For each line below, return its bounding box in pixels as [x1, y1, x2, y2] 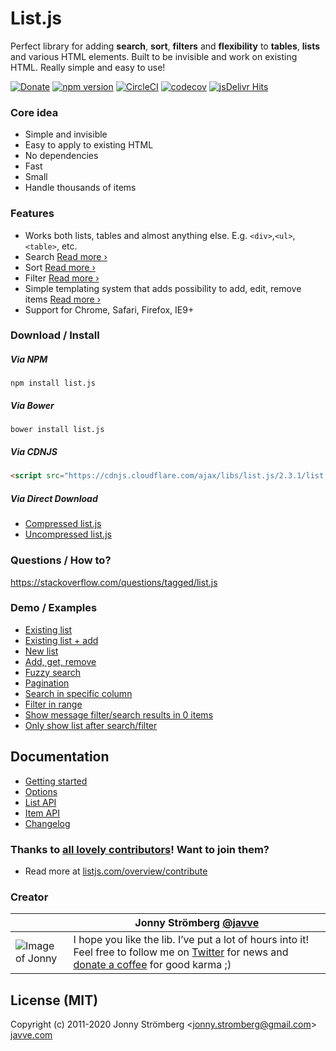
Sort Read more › [24, 261, 96, 273]
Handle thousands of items [24, 182, 137, 194]
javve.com [10, 1029, 53, 1041]
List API [24, 796, 57, 808]
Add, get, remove [24, 655, 97, 667]
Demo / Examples [10, 601, 98, 615]
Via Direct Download [10, 492, 98, 504]
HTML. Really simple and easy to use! [10, 61, 166, 73]
